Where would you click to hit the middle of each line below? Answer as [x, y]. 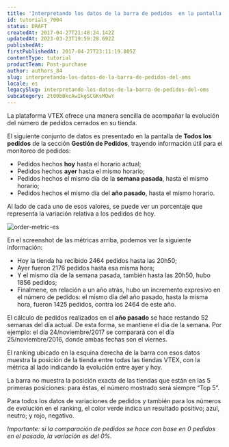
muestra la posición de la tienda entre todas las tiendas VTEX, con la [104, 360]
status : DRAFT [27, 26]
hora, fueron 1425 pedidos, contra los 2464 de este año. [96, 304]
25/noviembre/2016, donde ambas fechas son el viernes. [87, 339]
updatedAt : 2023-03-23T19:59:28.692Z [61, 39]
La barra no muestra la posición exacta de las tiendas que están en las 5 [109, 380]
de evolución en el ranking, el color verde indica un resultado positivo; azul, [113, 408]
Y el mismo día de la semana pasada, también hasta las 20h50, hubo [113, 275]
